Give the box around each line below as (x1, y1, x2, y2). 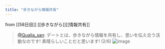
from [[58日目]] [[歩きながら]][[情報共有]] (5, 21, 90, 27)
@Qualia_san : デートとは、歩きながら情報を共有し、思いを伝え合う (17, 32, 156, 38)
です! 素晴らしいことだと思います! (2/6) (30, 38, 112, 44)
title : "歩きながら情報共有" (5, 7, 59, 12)
